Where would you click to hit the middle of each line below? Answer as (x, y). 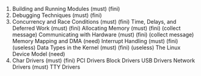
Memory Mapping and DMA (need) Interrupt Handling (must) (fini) (95, 41)
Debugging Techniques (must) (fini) (57, 15)
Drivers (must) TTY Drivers (46, 67)
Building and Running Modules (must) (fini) (66, 9)
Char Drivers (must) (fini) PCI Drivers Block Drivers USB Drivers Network (104, 60)
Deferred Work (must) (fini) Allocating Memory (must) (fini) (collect (97, 28)
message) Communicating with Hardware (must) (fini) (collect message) (103, 35)
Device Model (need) (38, 54)
